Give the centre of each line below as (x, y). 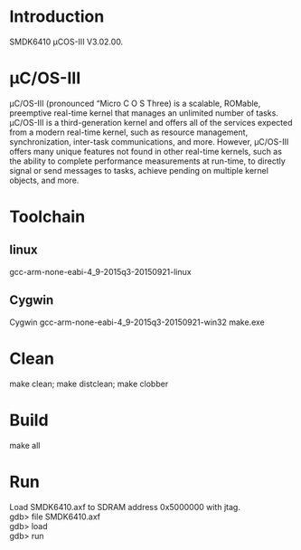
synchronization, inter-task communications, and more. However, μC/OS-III (149, 141)
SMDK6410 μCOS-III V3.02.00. (66, 42)
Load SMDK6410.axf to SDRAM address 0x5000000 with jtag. (125, 507)
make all (25, 445)
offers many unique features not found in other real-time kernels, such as (146, 151)
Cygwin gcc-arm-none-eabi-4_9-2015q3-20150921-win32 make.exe (137, 322)
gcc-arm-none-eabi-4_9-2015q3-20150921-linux (100, 271)
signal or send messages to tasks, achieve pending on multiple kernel (139, 170)
